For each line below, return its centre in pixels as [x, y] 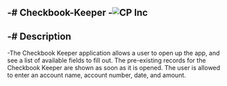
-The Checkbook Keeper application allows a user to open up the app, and [113, 53]
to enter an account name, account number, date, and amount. [96, 75]
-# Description [39, 36]
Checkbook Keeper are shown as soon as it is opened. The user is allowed [114, 68]
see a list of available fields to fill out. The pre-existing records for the [107, 60]
